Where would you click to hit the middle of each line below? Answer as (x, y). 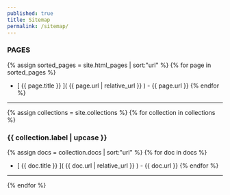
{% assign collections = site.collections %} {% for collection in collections (111, 112)
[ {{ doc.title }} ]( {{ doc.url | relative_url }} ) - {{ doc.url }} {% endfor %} (118, 166)
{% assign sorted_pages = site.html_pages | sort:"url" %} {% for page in (109, 65)
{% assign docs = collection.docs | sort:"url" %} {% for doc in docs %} (107, 152)
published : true (30, 13)
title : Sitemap (29, 20)
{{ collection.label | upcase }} (57, 138)
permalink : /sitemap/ (38, 26)
